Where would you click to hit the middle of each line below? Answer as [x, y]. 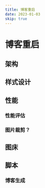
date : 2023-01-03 [23, 14]
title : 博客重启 [20, 10]
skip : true [16, 19]
